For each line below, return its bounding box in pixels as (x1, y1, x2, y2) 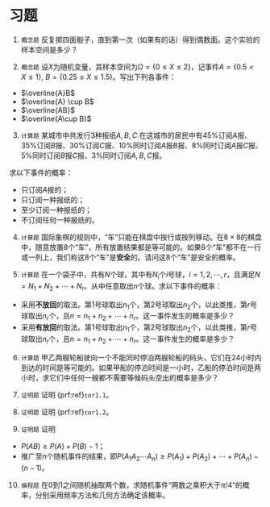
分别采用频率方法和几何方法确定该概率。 (35, 490, 170, 500)
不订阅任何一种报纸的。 (20, 214, 99, 225)
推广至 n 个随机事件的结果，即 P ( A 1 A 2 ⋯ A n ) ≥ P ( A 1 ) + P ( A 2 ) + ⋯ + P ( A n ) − (20, 451, 259, 463)
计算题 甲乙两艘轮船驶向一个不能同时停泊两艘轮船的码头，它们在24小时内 (20, 352, 262, 362)
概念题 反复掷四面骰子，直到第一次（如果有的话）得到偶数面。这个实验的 (20, 35, 260, 44)
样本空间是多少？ (20, 44, 78, 54)
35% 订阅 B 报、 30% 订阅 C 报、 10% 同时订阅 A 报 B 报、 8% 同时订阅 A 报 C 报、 (20, 140, 263, 150)
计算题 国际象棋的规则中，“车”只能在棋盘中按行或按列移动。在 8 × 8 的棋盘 (20, 232, 263, 242)
